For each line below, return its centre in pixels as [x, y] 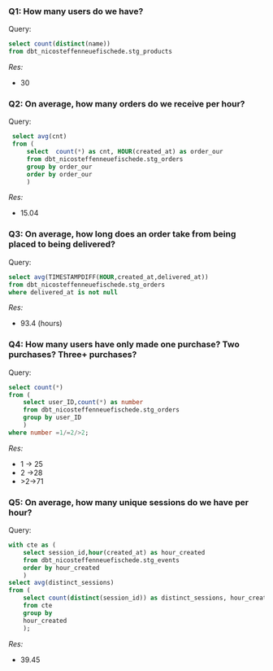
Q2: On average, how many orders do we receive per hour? [127, 103]
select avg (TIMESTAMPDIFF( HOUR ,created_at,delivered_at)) [108, 277]
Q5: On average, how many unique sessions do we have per [129, 502]
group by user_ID [52, 418]
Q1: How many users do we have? [76, 11]
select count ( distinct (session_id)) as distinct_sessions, [125, 598]
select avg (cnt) [39, 137]
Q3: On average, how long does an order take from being [122, 234]
